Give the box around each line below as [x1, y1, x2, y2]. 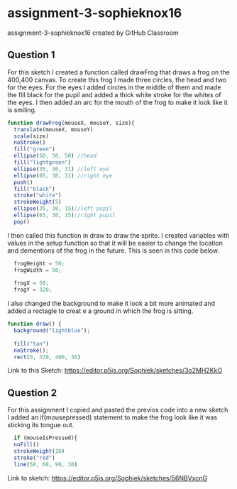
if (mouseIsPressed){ [13, 434, 78, 441]
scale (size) [13, 133, 50, 140]
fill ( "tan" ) [13, 340, 50, 347]
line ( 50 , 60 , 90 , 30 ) [13, 461, 78, 468]
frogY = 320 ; [13, 286, 53, 294]
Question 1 [7, 49, 55, 61]
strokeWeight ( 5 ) [13, 199, 62, 206]
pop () [13, 218, 31, 225]
